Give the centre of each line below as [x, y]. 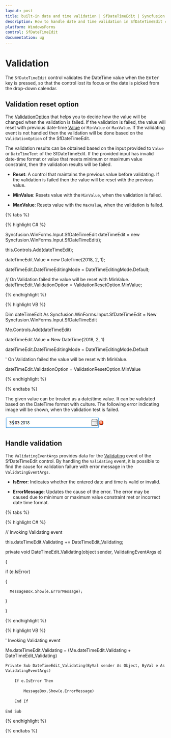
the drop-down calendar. [31, 88]
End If [21, 701]
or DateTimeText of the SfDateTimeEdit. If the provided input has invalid [80, 153]
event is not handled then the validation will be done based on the [74, 133]
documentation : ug [25, 38]
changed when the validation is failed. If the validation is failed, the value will [85, 122]
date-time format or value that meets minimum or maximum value [74, 159]
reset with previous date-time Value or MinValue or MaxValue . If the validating [85, 127]
